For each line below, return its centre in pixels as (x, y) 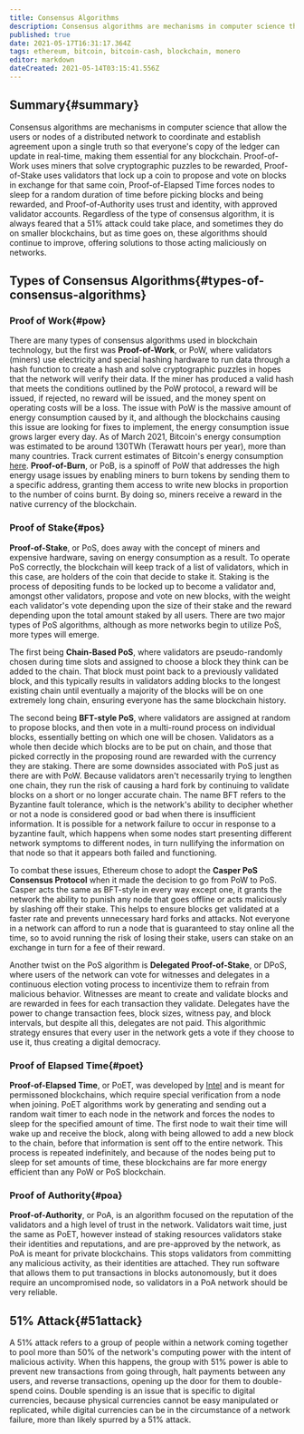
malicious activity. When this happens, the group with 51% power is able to (149, 1362)
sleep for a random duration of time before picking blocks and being (137, 194)
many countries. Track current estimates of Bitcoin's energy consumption (147, 456)
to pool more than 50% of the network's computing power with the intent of (150, 1352)
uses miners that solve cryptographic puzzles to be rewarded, (147, 165)
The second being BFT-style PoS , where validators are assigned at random (150, 717)
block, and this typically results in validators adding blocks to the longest (145, 680)
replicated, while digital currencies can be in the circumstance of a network (150, 1410)
